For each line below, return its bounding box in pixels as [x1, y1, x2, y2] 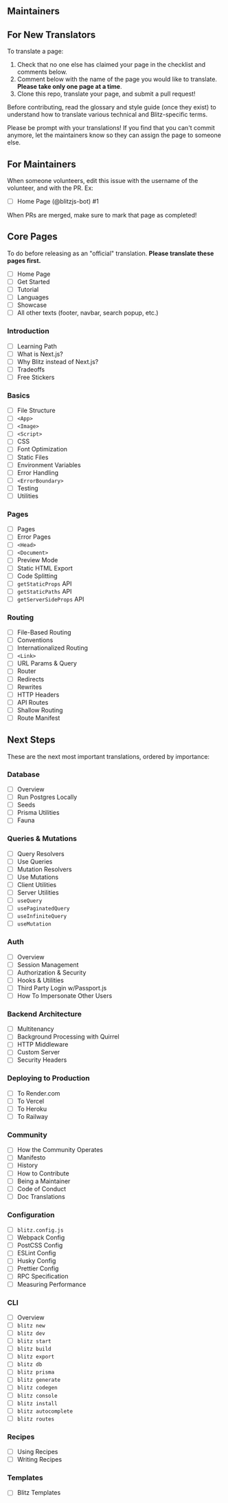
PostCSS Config [16, 1241, 63, 1250]
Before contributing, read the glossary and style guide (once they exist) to [7, 103, 216, 111]
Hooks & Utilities [16, 976, 64, 984]
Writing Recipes [16, 1456, 62, 1464]
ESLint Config [16, 1249, 56, 1257]
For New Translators [7, 29, 96, 41]
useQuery [16, 897, 43, 904]
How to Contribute [16, 1169, 70, 1177]
